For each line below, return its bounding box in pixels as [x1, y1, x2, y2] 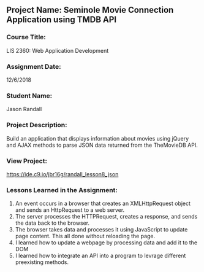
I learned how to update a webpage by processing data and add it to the [15, 239, 198, 246]
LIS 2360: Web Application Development [6, 47, 109, 54]
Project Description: [6, 121, 67, 130]
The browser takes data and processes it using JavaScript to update [15, 226, 188, 233]
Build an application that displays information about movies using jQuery [6, 134, 189, 142]
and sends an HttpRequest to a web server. [15, 206, 125, 214]
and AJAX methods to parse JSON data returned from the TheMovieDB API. [6, 141, 198, 149]
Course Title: [6, 33, 46, 42]
